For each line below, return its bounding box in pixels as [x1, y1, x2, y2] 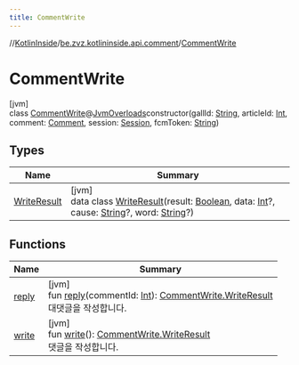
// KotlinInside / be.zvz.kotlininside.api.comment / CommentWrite [9, 37, 237, 48]
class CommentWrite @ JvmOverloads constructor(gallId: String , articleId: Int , [9, 108, 287, 118]
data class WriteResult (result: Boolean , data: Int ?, [70, 195, 276, 207]
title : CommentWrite [9, 12, 86, 22]
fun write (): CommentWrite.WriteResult [47, 328, 211, 341]
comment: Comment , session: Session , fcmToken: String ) [9, 117, 220, 127]
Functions [9, 237, 67, 252]
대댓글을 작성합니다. [47, 302, 127, 314]
